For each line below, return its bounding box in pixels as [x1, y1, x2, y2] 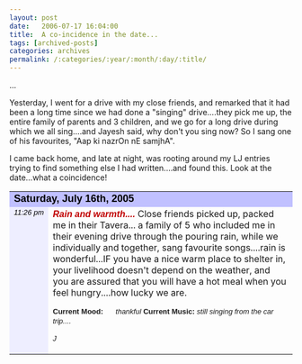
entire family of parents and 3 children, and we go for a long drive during [9, 116, 279, 127]
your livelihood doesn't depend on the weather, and [52, 264, 271, 276]
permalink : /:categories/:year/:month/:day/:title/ [9, 55, 207, 64]
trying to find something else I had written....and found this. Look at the [9, 163, 272, 173]
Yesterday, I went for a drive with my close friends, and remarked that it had [9, 97, 290, 108]
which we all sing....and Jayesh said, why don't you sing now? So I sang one [9, 126, 292, 136]
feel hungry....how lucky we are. [52, 287, 187, 298]
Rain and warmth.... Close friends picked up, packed [52, 208, 274, 220]
